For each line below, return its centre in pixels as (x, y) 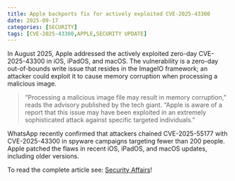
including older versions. (43, 156)
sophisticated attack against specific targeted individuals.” (110, 120)
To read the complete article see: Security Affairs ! (80, 170)
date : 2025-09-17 (33, 21)
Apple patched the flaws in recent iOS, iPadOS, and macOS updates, (107, 148)
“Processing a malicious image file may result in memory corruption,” (125, 98)
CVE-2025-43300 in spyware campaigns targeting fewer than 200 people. (116, 141)
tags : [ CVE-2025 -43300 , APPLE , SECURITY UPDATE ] (77, 34)
